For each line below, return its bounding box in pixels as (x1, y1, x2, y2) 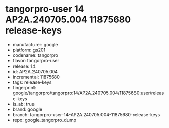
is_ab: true (12, 101, 35, 107)
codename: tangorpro (12, 52, 58, 58)
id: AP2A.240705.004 (12, 68, 58, 74)
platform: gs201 (12, 47, 46, 53)
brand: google (12, 106, 42, 112)
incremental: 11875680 (12, 74, 60, 80)
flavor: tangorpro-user (12, 57, 60, 63)
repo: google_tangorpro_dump (12, 117, 77, 123)
